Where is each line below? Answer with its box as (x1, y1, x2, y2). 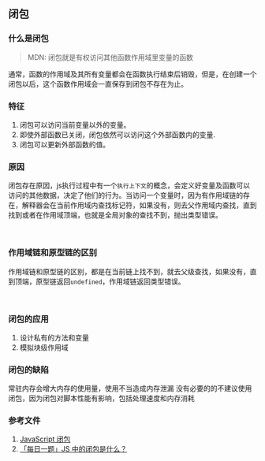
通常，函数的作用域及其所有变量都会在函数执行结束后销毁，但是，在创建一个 (8, 69, 257, 79)
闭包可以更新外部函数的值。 (19, 139, 110, 149)
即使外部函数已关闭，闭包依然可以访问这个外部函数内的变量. (19, 129, 215, 139)
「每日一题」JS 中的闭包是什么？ (19, 444, 128, 454)
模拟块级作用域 (19, 342, 69, 352)
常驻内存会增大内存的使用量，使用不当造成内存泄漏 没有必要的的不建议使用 (8, 384, 252, 393)
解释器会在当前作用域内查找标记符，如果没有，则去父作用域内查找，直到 (21, 200, 257, 210)
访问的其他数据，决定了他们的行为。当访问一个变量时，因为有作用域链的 (8, 191, 243, 200)
